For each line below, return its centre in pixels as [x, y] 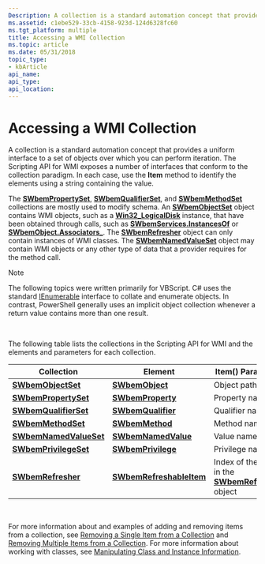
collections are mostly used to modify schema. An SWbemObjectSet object [131, 207]
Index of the [236, 462]
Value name [235, 437]
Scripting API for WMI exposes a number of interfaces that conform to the [128, 167]
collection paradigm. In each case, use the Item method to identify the [122, 175]
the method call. [34, 258]
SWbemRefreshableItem [159, 477]
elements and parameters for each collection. [82, 352]
